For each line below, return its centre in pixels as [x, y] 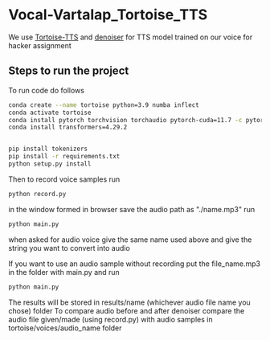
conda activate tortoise [50, 113]
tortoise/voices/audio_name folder [65, 328]
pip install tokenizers [48, 149]
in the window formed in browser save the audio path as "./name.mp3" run [132, 209]
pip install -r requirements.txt [64, 157]
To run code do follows [46, 90]
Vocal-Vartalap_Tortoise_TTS [108, 15]
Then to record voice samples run [64, 179]
